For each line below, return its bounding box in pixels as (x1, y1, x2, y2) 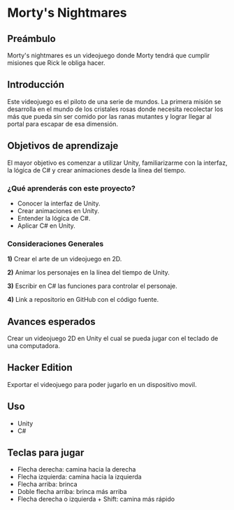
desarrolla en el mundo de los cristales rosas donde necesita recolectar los (7, 105, 224, 113)
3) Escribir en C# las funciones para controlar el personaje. (7, 282, 178, 291)
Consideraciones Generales (7, 239, 104, 249)
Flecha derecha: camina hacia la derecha (17, 465, 136, 474)
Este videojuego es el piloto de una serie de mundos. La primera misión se (7, 97, 221, 105)
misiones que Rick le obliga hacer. (7, 59, 105, 67)
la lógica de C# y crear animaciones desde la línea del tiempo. (7, 166, 187, 174)
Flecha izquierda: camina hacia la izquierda (17, 473, 142, 481)
